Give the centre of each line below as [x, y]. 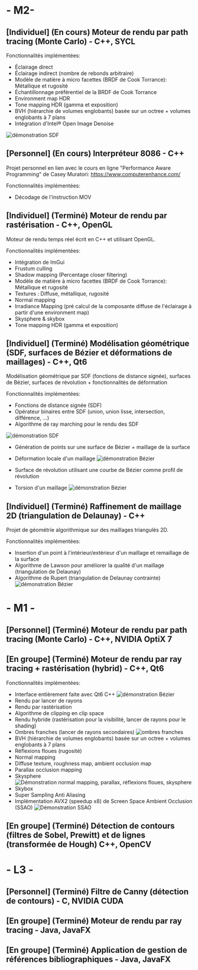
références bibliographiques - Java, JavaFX [89, 960]
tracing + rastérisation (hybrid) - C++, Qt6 [85, 669]
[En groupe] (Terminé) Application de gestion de [97, 950]
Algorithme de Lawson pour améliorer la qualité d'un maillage [89, 565]
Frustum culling [33, 268]
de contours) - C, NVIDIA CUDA [65, 901]
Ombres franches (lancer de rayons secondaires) [74, 732]
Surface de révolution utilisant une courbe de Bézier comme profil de [99, 470]
